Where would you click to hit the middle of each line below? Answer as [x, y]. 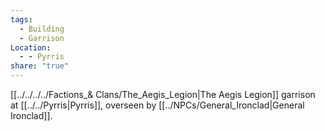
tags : [21, 19]
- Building [42, 29]
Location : [31, 47]
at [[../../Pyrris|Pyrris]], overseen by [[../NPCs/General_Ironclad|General [157, 105]
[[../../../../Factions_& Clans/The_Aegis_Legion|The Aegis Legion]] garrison [163, 94]
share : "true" [40, 66]
